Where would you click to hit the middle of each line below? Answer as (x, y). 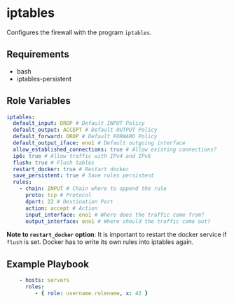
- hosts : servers (44, 281)
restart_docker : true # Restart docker (71, 169)
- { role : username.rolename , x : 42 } (91, 293)
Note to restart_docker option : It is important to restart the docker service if (117, 235)
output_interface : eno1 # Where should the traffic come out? (118, 221)
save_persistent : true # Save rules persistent (84, 176)
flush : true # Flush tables (54, 163)
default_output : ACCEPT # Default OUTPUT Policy (85, 130)
